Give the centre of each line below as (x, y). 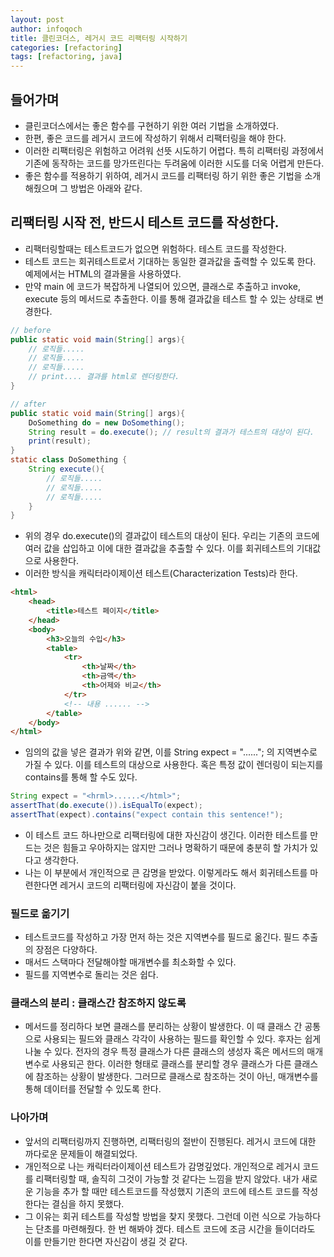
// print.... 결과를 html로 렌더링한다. (104, 377)
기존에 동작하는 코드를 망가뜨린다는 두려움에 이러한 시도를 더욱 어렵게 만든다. (174, 163)
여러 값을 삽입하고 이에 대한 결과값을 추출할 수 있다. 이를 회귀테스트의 (159, 548)
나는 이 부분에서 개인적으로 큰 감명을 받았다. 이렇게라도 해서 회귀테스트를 (166, 872)
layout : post (37, 19)
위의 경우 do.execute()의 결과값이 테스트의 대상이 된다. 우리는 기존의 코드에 (172, 536)
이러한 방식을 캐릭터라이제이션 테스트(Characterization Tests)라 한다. (161, 573)
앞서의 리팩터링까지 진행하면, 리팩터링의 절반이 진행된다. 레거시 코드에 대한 (170, 1141)
